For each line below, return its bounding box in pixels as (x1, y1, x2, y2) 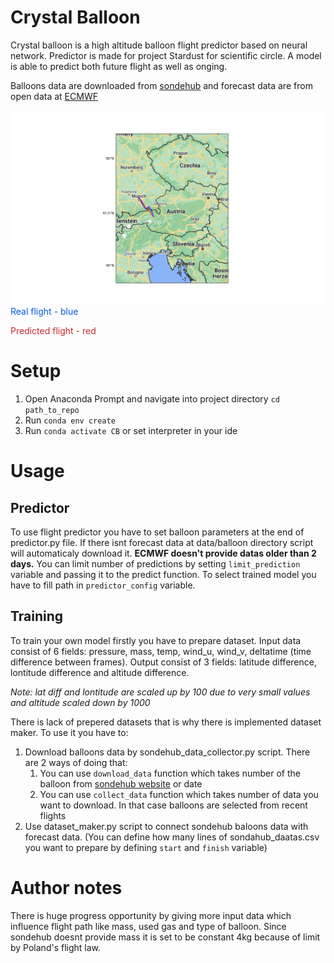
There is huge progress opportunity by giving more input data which (10, 909, 292, 921)
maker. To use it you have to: (10, 726, 129, 738)
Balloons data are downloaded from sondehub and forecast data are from (10, 79, 313, 91)
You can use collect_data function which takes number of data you (39, 788, 319, 800)
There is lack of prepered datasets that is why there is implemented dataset (10, 716, 322, 728)
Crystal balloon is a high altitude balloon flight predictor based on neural (10, 39, 308, 51)
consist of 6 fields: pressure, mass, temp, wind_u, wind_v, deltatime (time (10, 645, 312, 657)
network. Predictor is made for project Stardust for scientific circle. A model (10, 49, 322, 61)
